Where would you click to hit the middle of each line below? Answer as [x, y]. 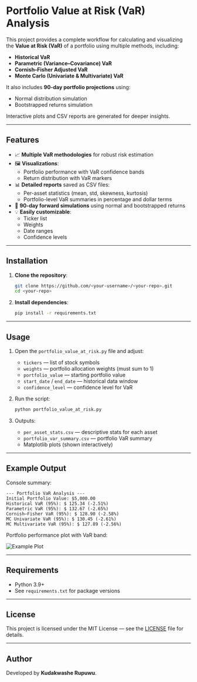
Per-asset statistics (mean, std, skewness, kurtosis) [86, 193]
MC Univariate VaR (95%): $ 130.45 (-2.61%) [61, 519]
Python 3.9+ [30, 584]
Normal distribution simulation [51, 99]
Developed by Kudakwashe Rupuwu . [51, 673]
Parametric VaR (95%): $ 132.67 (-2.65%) [57, 508]
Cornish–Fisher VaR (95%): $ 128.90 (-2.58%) [62, 514]
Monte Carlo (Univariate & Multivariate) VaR [69, 76]
